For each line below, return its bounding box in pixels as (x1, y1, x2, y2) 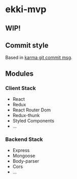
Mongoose (12, 153, 35, 159)
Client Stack (5, 84, 36, 92)
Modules (5, 69, 34, 78)
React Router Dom (12, 107, 51, 113)
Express (12, 147, 30, 154)
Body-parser (12, 158, 40, 164)
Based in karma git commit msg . (5, 54, 72, 61)
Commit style (5, 41, 49, 49)
